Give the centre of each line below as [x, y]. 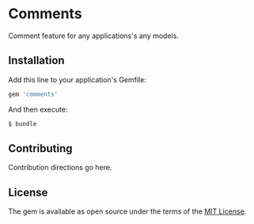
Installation [36, 61]
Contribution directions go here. [60, 168]
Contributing [40, 148]
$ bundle [23, 123]
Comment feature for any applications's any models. [94, 36]
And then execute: [38, 109]
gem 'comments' [33, 94]
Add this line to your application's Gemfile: [77, 79]
